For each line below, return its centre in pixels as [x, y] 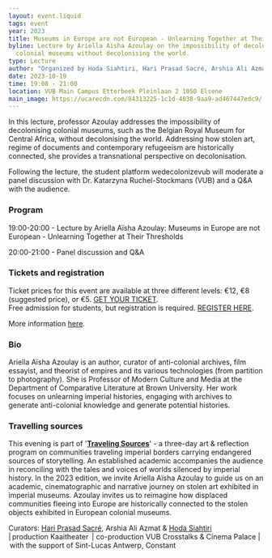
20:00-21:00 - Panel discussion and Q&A [76, 252]
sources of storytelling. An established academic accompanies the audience [136, 461]
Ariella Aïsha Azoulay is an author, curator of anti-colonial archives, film [127, 362]
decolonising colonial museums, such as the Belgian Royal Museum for [127, 130]
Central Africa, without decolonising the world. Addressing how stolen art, [132, 139]
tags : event [28, 23]
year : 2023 [27, 31]
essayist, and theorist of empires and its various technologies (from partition [136, 371]
